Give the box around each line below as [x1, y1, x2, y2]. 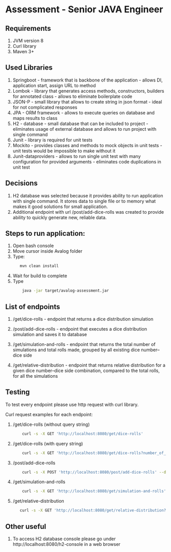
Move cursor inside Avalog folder [12, 248, 83, 254]
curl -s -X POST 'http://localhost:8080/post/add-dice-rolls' [22, 469, 157, 475]
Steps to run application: [5, 229, 85, 238]
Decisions [5, 179, 38, 188]
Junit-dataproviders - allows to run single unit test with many [12, 153, 141, 159]
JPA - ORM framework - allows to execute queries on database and [12, 109, 155, 116]
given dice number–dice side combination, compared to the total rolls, [12, 367, 160, 374]
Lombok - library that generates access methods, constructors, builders [12, 88, 164, 94]
